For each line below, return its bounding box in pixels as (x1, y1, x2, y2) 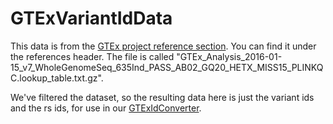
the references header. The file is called (10, 50, 175, 62)
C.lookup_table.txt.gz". (10, 72, 104, 84)
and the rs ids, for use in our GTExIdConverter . (10, 102, 202, 114)
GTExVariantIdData (10, 7, 173, 30)
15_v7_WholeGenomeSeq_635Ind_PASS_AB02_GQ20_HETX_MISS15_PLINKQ (10, 61, 324, 73)
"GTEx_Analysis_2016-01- (176, 50, 283, 62)
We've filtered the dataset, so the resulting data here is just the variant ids (10, 91, 315, 103)
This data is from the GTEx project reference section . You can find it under (10, 40, 317, 52)
